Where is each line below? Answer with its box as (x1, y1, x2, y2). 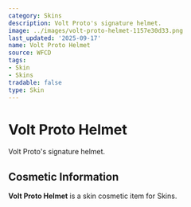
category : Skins (8, 11, 62, 20)
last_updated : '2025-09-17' (8, 34, 102, 42)
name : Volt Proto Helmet (8, 42, 91, 50)
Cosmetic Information (8, 169, 119, 184)
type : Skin (8, 86, 45, 94)
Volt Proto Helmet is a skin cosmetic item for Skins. (8, 191, 177, 201)
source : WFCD (8, 49, 52, 57)
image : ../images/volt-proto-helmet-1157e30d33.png (8, 26, 183, 34)
